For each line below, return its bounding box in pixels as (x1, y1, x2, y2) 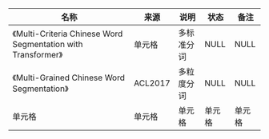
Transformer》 (12, 50, 63, 60)
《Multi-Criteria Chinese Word (12, 28, 123, 39)
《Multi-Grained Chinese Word (12, 72, 126, 83)
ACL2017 (133, 77, 171, 89)
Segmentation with (12, 39, 83, 50)
